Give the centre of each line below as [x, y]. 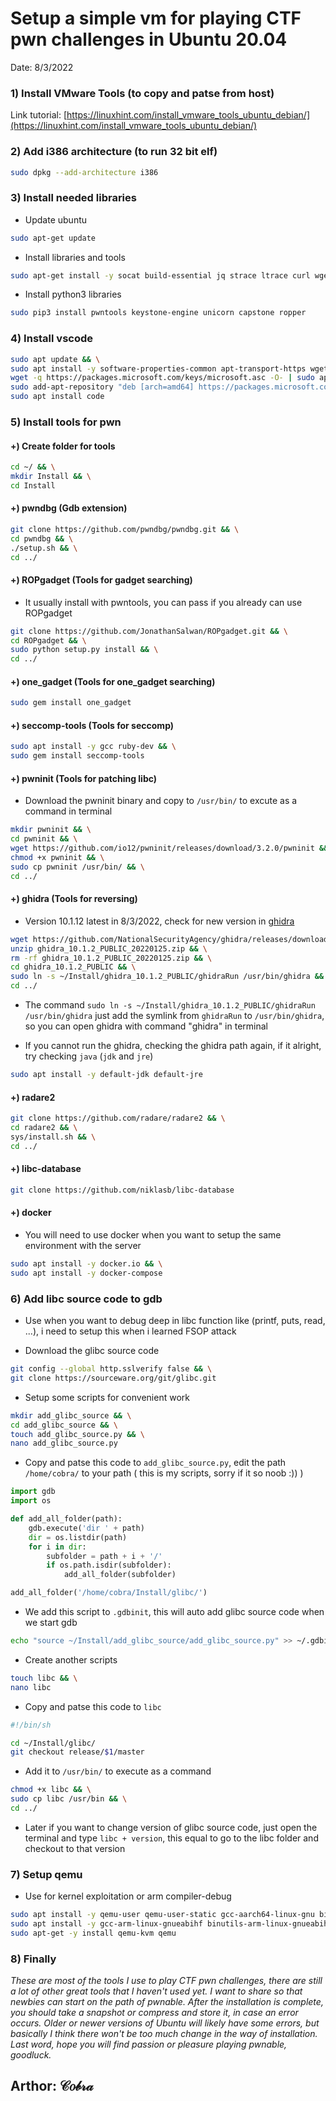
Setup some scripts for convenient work [107, 1397]
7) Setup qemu [46, 1874]
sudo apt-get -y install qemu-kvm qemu [93, 1933]
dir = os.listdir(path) [78, 1537]
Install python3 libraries [73, 294]
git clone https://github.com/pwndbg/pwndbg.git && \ [125, 529]
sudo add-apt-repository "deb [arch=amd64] [102, 387]
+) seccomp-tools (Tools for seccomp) [92, 725]
